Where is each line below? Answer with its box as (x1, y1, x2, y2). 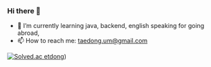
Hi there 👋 (7, 6, 42, 16)
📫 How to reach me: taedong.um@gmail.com (17, 37, 148, 45)
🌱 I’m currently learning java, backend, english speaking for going (17, 22, 205, 30)
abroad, (17, 29, 40, 37)
